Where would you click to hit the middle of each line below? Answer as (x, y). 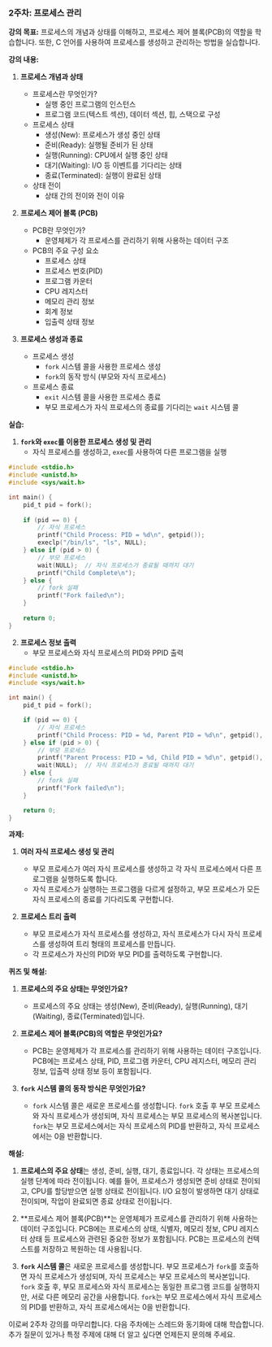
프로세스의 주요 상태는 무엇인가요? (74, 989)
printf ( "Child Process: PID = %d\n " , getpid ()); (121, 535)
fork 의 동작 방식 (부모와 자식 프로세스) (105, 377)
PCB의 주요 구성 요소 (65, 251)
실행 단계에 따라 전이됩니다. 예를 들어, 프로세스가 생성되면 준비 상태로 (130, 1181)
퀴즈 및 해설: (28, 972)
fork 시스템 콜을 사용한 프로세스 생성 (103, 367)
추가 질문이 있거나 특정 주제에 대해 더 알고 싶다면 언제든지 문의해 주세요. (122, 1335)
